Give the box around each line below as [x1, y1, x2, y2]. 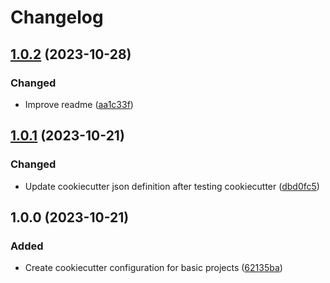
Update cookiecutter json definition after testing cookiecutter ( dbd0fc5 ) [24, 180, 320, 192]
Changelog [10, 6, 104, 29]
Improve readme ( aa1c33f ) [24, 98, 134, 110]
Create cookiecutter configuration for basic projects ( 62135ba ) [24, 262, 283, 274]
